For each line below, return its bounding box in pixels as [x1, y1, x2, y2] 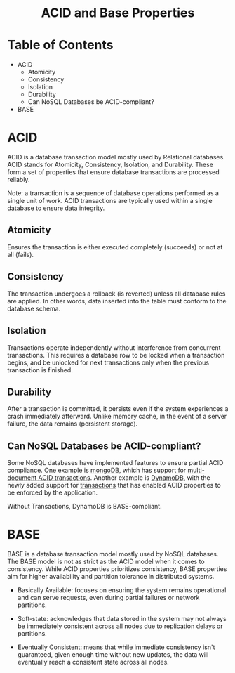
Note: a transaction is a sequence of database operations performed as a [7, 189, 220, 197]
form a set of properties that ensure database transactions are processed [7, 168, 220, 176]
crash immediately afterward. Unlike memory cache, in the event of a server [7, 412, 227, 421]
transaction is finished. [7, 365, 74, 374]
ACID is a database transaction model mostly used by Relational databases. [7, 153, 226, 162]
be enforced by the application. [7, 488, 98, 497]
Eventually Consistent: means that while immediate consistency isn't [17, 643, 215, 651]
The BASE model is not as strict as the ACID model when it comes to [7, 557, 205, 566]
